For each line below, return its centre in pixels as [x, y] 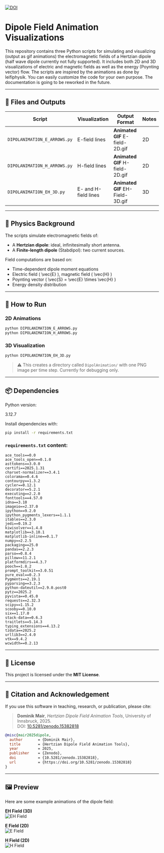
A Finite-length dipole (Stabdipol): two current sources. [69, 250]
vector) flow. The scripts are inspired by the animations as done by [72, 72]
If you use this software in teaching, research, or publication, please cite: [78, 706]
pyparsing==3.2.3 [23, 583]
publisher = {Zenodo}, [36, 753]
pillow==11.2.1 [20, 558]
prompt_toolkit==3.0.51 [29, 571]
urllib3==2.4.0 [20, 635]
